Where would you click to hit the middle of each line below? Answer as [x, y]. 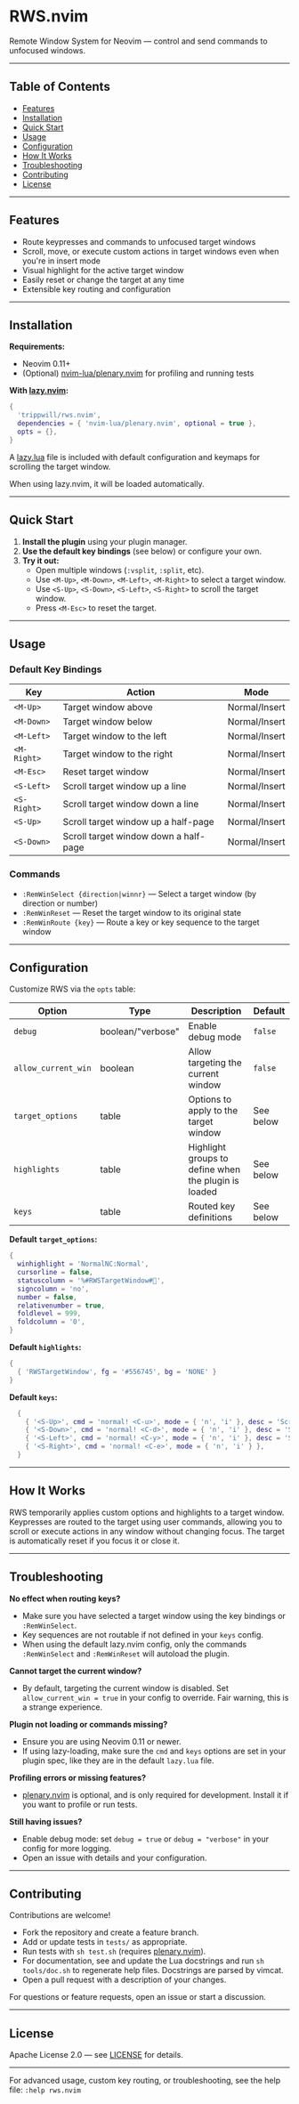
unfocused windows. [48, 50]
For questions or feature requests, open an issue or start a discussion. [138, 1997]
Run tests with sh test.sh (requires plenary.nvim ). [114, 1952]
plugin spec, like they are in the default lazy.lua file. [118, 1760]
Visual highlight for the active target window [103, 270]
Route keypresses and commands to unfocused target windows [139, 241]
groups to [208, 1159]
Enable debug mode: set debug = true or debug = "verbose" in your [145, 1839]
